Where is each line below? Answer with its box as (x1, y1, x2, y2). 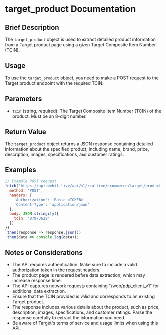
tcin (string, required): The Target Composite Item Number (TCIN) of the (12, 108, 162, 114)
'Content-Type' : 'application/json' (14, 202, 90, 207)
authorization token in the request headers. (12, 267, 101, 273)
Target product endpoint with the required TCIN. (5, 80, 104, 86)
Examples (5, 166, 36, 174)
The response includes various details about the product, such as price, (12, 304, 160, 310)
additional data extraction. (12, 288, 66, 294)
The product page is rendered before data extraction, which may (12, 272, 145, 278)
